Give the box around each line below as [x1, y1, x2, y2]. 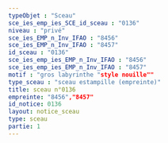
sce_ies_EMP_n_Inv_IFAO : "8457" [8, 41, 119, 49]
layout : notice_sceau [8, 108, 80, 116]
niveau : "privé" [8, 26, 66, 34]
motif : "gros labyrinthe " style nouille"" [8, 71, 155, 79]
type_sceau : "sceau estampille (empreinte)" [8, 78, 161, 86]
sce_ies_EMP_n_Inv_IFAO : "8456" [8, 33, 119, 42]
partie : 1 [8, 122, 41, 130]
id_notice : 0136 [8, 100, 62, 108]
